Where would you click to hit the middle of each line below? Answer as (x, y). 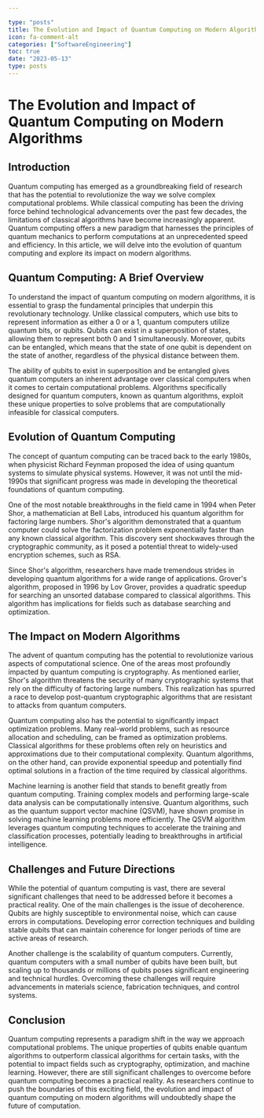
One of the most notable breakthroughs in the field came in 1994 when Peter (132, 505)
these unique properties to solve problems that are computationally (117, 404)
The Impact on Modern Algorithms (94, 636)
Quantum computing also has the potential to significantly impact (114, 721)
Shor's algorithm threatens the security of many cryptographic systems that (131, 680)
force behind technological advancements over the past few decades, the (128, 211)
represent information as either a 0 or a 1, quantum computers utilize (119, 322)
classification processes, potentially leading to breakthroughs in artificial (125, 836)
